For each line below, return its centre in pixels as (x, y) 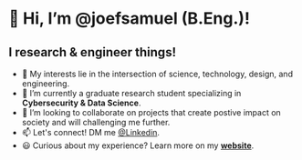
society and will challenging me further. (96, 122)
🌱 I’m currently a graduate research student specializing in (131, 93)
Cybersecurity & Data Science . (81, 103)
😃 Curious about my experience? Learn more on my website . (138, 145)
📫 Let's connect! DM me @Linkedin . (91, 132)
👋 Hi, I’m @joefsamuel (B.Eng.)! (129, 19)
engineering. (46, 84)
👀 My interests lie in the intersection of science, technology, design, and (157, 74)
